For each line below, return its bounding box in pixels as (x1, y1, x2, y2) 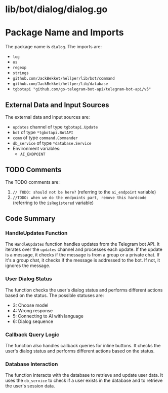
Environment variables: (12, 145, 61, 151)
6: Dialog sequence (12, 318, 54, 324)
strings (12, 71, 29, 76)
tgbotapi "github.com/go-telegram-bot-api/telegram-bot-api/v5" (12, 87, 151, 92)
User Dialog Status (5, 275, 52, 282)
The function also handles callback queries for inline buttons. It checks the (5, 343, 161, 349)
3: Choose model (12, 302, 49, 308)
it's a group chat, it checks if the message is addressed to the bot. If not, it (5, 257, 160, 264)
